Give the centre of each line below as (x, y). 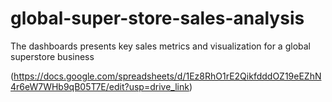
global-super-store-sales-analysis (157, 18)
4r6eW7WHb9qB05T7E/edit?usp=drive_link (100, 86)
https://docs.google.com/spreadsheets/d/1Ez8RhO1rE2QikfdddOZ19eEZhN (167, 76)
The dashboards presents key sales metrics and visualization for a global (160, 46)
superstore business (52, 56)
